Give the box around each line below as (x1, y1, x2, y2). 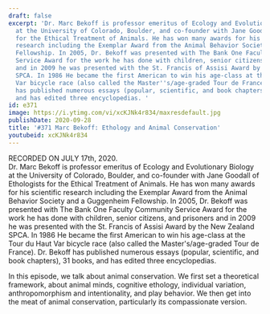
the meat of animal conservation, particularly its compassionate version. (8, 296, 247, 306)
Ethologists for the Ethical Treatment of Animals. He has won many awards (8, 178, 256, 189)
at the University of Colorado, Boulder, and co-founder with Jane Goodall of (8, 170, 260, 180)
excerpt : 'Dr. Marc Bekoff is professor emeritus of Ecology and (8, 19, 231, 27)
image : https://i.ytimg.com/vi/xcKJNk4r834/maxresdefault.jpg (8, 109, 221, 117)
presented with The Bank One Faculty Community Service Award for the (8, 204, 247, 214)
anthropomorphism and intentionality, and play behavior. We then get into (8, 288, 252, 298)
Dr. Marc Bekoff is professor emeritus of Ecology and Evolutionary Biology (8, 161, 255, 171)
